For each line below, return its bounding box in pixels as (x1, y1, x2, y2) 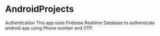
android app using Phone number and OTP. (5, 25, 94, 31)
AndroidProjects (5, 3, 74, 15)
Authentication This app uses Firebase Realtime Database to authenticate (5, 20, 155, 26)
